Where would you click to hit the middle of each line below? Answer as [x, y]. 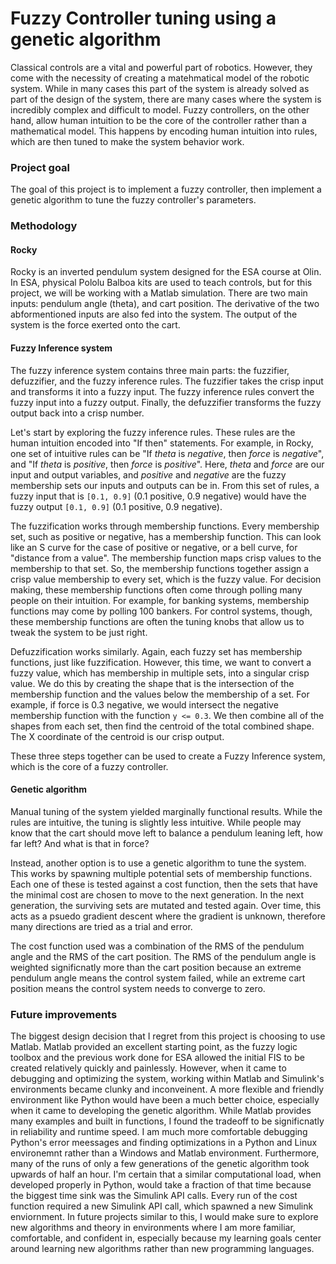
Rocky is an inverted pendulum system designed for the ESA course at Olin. [166, 272]
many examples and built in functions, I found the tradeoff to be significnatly [167, 1121]
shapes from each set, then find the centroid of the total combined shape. [162, 726]
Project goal [40, 167]
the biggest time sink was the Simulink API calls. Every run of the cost [154, 1196]
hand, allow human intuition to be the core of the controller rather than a [158, 120]
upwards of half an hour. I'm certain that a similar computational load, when [166, 1174]
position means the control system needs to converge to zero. [138, 988]
